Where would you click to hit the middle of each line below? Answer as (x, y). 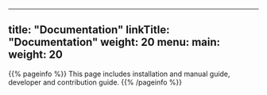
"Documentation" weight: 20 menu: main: (114, 42)
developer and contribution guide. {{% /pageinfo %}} (95, 82)
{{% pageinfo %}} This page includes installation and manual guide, (119, 74)
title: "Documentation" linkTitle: (89, 30)
